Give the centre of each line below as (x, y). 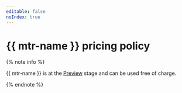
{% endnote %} (25, 85)
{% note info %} (25, 62)
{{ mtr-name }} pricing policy (78, 46)
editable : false (26, 11)
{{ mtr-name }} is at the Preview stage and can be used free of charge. (91, 73)
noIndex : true (23, 17)
